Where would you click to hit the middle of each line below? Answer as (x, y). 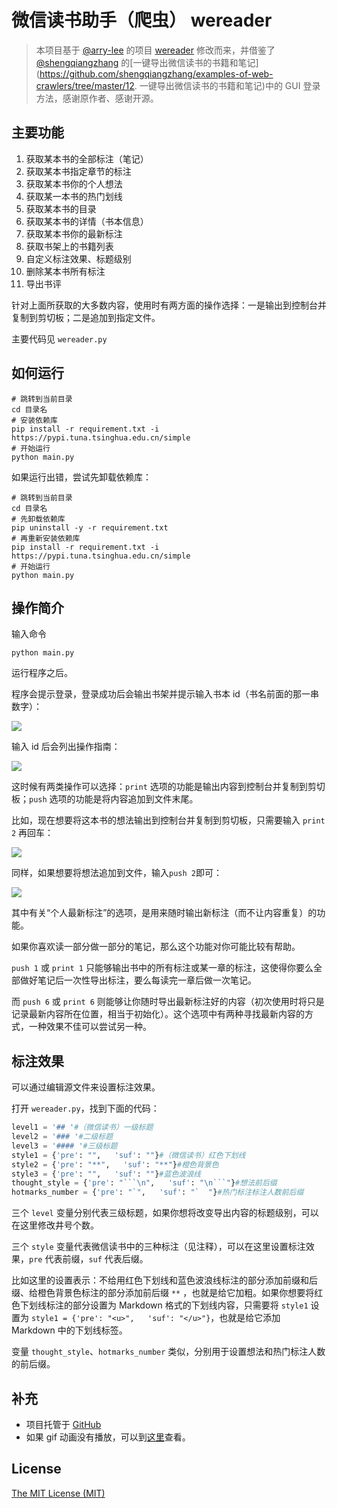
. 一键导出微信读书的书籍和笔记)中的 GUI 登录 (227, 85)
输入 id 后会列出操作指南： (66, 747)
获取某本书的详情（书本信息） (87, 221)
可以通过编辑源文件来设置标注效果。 (86, 1087)
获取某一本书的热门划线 (74, 196)
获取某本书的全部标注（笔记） (87, 158)
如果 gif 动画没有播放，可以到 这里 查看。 (108, 1437)
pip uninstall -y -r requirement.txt (90, 527)
